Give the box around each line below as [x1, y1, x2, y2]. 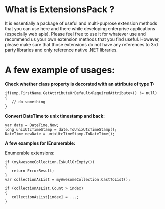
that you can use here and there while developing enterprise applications [5, 25, 156, 31]
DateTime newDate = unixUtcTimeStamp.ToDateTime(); [5, 131, 115, 136]
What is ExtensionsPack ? [5, 4, 115, 15]
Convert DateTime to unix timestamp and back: [5, 113, 105, 119]
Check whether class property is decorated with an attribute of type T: [5, 81, 155, 87]
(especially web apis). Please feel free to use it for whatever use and [5, 31, 146, 37]
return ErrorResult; [11, 168, 55, 173]
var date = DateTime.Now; [5, 122, 59, 128]
